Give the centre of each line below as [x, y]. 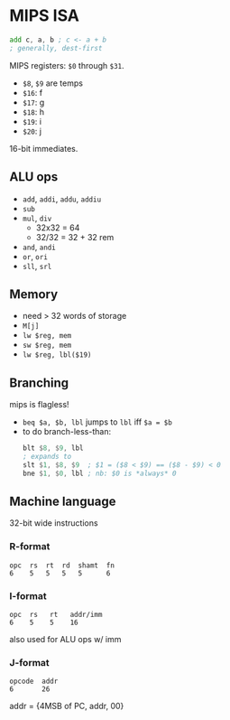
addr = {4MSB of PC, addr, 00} [67, 706]
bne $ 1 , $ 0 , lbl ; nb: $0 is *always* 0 [99, 473]
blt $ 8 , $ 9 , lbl [53, 448]
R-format [30, 547]
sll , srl [37, 266]
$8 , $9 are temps [53, 83]
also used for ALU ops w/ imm [65, 640]
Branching [39, 383]
